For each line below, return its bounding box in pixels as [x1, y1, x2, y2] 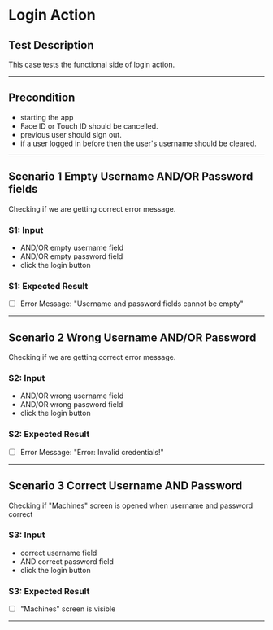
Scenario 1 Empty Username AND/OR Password [8, 169, 253, 184]
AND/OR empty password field [19, 251, 123, 261]
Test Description [8, 38, 95, 52]
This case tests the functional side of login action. [8, 59, 175, 69]
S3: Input [8, 529, 45, 540]
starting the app [19, 112, 74, 122]
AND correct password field [19, 556, 114, 567]
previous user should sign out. [19, 129, 122, 139]
